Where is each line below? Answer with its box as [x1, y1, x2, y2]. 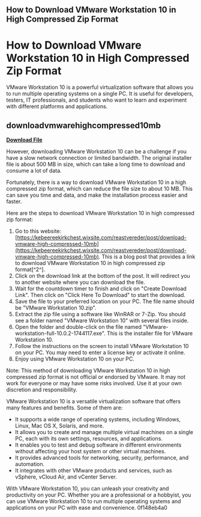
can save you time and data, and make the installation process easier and [6, 192, 188, 199]
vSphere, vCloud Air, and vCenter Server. [14, 473, 117, 480]
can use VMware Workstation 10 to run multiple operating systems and [6, 498, 181, 505]
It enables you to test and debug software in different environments [14, 441, 182, 448]
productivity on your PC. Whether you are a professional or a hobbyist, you [6, 491, 191, 498]
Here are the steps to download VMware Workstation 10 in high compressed [6, 210, 195, 217]
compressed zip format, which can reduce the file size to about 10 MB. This [6, 185, 193, 192]
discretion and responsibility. [6, 386, 78, 393]
